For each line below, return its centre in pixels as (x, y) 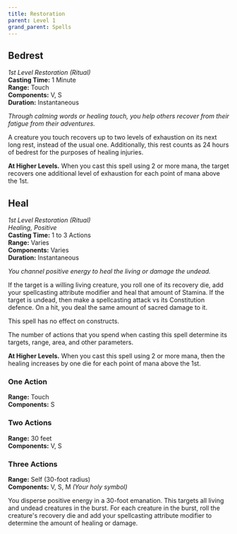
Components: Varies (38, 250)
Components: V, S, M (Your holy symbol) (68, 487)
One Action (28, 382)
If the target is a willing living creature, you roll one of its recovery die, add (116, 285)
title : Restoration (37, 14)
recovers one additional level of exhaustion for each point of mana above (114, 174)
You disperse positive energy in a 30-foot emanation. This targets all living (116, 500)
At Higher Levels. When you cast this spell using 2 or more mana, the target (119, 166)
